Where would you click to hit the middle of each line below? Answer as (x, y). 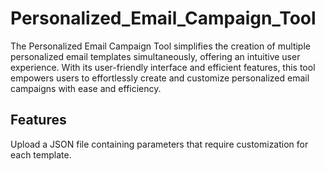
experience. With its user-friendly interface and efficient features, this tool (163, 67)
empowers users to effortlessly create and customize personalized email (160, 78)
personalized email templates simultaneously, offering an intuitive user (155, 56)
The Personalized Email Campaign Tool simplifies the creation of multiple (160, 46)
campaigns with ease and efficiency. (86, 88)
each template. (41, 154)
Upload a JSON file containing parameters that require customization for (159, 144)
